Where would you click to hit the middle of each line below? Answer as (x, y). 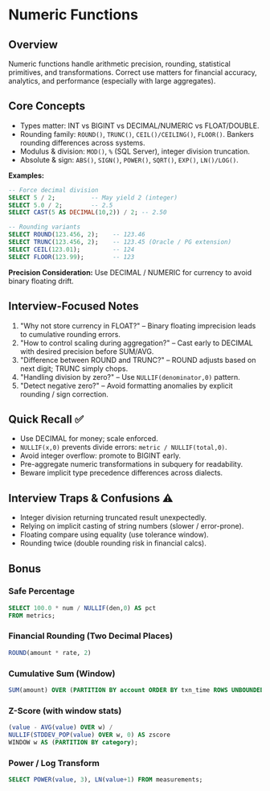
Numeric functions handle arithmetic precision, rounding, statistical (119, 64)
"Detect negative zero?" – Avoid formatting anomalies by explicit (126, 385)
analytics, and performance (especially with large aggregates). (112, 81)
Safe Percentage (41, 591)
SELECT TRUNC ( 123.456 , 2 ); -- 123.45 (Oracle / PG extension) (120, 242)
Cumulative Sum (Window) (62, 674)
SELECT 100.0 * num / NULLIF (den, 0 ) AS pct (82, 608)
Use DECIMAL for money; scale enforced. (89, 439)
